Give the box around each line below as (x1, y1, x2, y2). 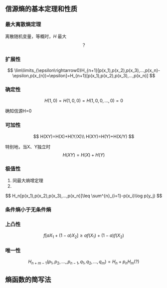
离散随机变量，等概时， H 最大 (5, 33, 67, 39)
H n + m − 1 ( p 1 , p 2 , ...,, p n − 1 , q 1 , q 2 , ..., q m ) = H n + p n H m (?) (28, 259, 140, 266)
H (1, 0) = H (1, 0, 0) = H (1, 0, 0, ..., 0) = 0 (44, 98, 124, 104)
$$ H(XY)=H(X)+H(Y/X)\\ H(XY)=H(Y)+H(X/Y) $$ (33, 133, 135, 139)
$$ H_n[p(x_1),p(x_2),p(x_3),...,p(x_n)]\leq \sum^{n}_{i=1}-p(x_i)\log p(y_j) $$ (5, 193, 163, 199)
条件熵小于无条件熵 (5, 206, 51, 213)
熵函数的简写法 (5, 276, 51, 284)
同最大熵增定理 (12, 177, 43, 183)
